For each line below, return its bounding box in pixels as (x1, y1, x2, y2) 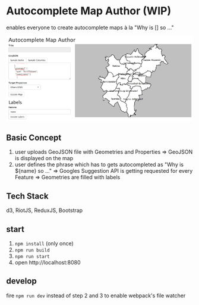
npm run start (14, 254, 50, 260)
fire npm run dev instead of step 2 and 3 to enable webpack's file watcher (6, 292, 186, 299)
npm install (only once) (14, 240, 74, 247)
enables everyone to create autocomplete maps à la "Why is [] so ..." (6, 24, 174, 31)
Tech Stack (6, 191, 49, 201)
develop (6, 276, 37, 287)
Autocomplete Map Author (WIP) (6, 4, 171, 18)
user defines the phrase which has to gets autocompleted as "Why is (14, 161, 184, 168)
